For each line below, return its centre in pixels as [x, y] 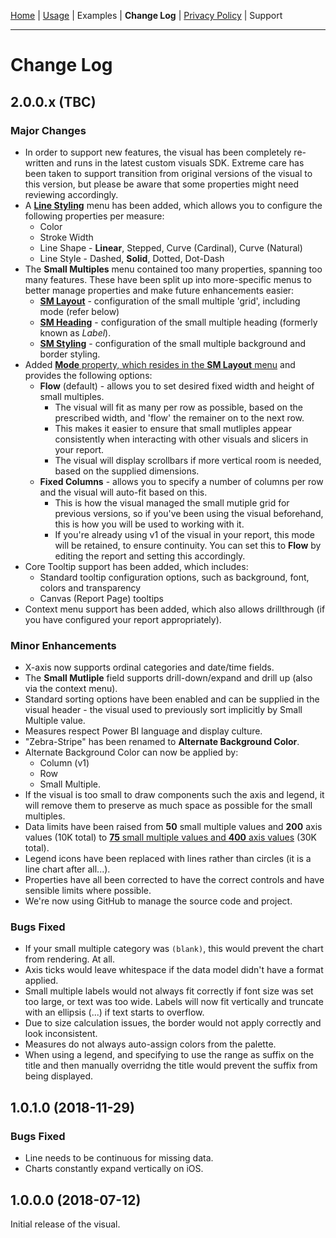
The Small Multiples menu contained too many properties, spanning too [173, 269]
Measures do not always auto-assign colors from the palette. [150, 1044]
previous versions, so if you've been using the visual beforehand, [189, 513]
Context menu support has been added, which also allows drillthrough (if [175, 609]
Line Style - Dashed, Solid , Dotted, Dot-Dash [132, 258]
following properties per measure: [94, 216]
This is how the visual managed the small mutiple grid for [172, 502]
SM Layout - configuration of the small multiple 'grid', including [170, 301]
